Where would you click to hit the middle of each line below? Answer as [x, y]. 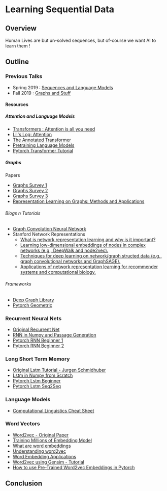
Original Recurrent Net [36, 329]
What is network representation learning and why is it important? [88, 240]
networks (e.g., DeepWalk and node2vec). [64, 250]
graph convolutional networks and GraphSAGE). [70, 262]
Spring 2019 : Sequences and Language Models [63, 87]
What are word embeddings [42, 446]
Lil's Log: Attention [32, 135]
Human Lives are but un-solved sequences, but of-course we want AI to [81, 40]
